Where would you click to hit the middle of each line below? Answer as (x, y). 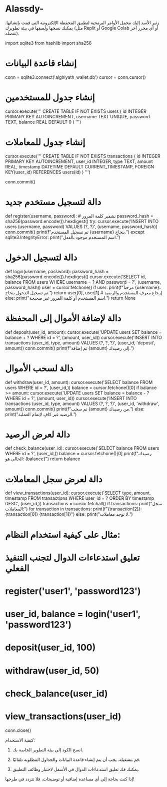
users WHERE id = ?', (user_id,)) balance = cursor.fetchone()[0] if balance (81, 387)
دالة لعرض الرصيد (38, 434)
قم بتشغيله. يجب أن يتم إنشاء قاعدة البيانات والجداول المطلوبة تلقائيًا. (76, 759)
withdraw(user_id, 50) (52, 670)
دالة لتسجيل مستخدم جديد (53, 202)
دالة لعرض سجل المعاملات (54, 479)
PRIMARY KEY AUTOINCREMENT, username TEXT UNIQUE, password (77, 116)
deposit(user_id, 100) (50, 648)
